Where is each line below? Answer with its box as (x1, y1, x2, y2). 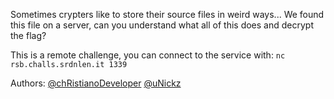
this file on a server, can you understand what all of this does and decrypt (10, 19, 314, 31)
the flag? (10, 30, 47, 41)
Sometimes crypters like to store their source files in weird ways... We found (10, 9, 325, 20)
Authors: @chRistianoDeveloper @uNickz (10, 77, 182, 89)
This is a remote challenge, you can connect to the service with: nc (10, 49, 286, 61)
